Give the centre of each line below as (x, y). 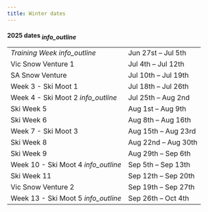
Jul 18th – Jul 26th (158, 86)
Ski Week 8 (29, 142)
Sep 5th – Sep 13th (159, 165)
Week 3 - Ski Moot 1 (44, 86)
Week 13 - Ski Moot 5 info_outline (66, 198)
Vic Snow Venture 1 (43, 64)
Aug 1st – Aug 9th (157, 109)
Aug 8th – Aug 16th (160, 120)
